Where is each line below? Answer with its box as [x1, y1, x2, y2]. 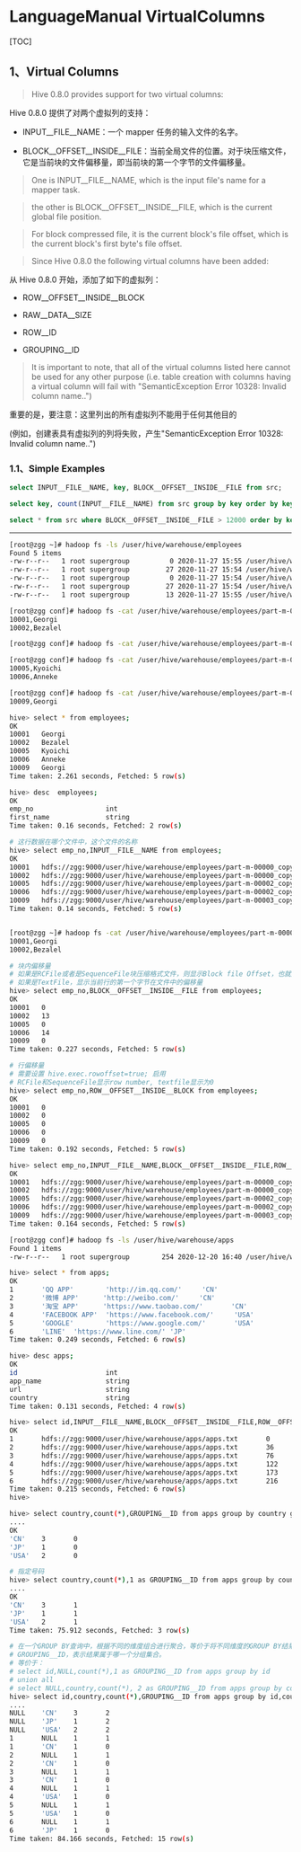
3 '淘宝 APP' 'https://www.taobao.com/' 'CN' [9, 1301, 248, 1311]
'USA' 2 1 [9, 1617, 78, 1626]
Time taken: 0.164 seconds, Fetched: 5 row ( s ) [9, 1219, 186, 1228]
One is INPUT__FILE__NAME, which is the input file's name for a [30, 174, 266, 185]
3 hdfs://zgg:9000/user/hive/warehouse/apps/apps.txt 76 [9, 1451, 275, 1460]
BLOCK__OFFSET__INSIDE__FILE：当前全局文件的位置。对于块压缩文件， [21, 146, 291, 156]
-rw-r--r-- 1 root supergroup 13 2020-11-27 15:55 [9, 590, 243, 599]
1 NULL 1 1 [9, 1734, 110, 1743]
